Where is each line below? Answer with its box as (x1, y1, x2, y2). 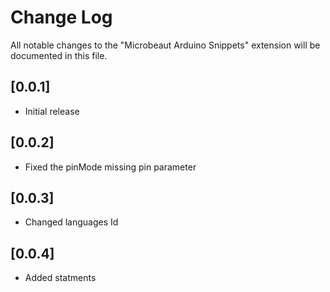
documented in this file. (10, 49, 108, 61)
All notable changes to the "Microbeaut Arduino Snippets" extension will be (10, 39, 321, 51)
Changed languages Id (24, 216, 119, 228)
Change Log (10, 6, 113, 29)
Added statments (24, 272, 97, 284)
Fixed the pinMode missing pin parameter (24, 161, 197, 173)
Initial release (24, 105, 80, 117)
